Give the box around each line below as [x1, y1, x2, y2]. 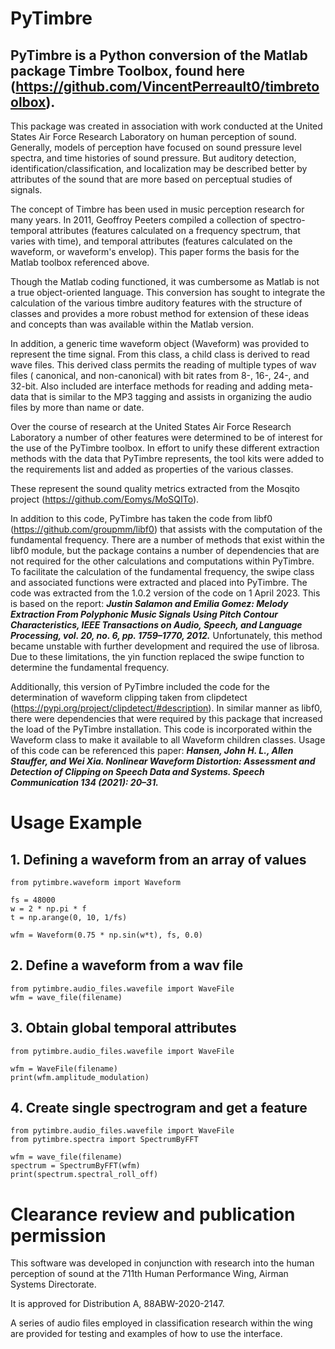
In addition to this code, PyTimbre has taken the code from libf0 [10, 513, 273, 524]
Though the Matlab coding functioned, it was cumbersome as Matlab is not [10, 276, 320, 287]
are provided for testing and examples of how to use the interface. [10, 1328, 283, 1340]
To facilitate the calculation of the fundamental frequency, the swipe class [10, 566, 315, 577]
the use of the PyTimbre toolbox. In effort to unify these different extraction [10, 442, 320, 454]
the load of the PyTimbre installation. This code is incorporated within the [10, 723, 313, 735]
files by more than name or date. [10, 402, 145, 413]
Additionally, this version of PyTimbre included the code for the [10, 681, 270, 692]
